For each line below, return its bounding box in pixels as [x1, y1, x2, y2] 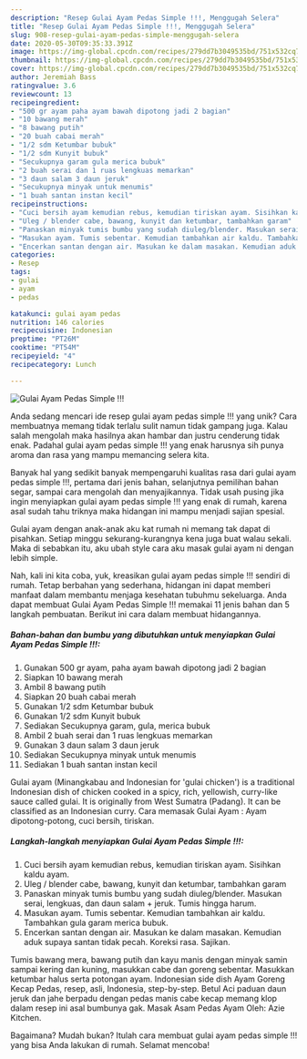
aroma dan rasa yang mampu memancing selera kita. [10, 449, 210, 460]
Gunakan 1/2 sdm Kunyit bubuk [23, 710, 141, 721]
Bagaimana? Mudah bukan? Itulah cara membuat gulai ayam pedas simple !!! [10, 1030, 298, 1041]
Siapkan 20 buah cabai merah [23, 691, 137, 702]
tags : [10, 268, 31, 277]
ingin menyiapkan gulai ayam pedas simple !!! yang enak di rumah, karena [10, 495, 288, 506]
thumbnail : [10, 56, 52, 65]
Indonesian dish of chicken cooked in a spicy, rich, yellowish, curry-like [10, 786, 278, 797]
